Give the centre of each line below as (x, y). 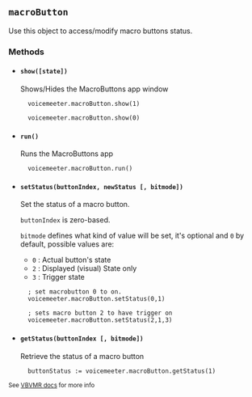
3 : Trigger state (58, 277)
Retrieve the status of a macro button (82, 356)
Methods (26, 52)
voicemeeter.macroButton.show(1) (84, 103)
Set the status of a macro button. (75, 205)
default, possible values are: (67, 244)
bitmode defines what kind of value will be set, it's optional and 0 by (132, 236)
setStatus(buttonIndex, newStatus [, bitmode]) (101, 187)
